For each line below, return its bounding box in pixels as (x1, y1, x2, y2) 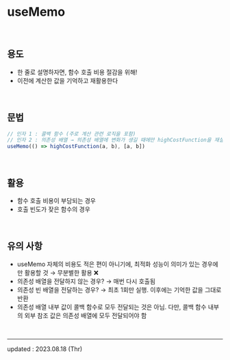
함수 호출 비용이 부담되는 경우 (16, 197, 96, 204)
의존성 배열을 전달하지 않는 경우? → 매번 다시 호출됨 (16, 277, 156, 285)
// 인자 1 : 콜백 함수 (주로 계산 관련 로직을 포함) (7, 130, 136, 137)
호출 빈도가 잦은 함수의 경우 (16, 205, 91, 213)
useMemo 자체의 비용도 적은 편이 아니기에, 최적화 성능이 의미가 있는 (16, 260, 201, 268)
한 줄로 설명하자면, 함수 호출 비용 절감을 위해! (16, 68, 138, 76)
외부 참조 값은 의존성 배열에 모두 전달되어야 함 (24, 311, 147, 320)
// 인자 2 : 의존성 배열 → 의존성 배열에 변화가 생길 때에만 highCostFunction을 (7, 136, 212, 144)
